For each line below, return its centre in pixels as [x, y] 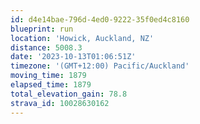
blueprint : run [42, 29]
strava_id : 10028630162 [60, 103]
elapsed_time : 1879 [51, 85]
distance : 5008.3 [46, 47]
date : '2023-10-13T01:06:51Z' [73, 57]
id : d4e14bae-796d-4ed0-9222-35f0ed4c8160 [100, 19]
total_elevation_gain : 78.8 [69, 94]
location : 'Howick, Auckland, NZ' [82, 38]
